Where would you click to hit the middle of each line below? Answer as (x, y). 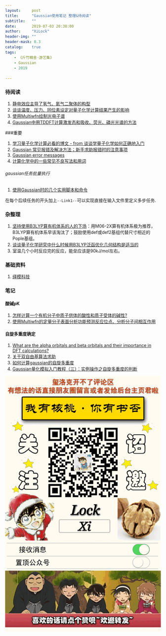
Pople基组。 (25, 238)
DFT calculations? (31, 350)
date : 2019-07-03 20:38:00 (40, 26)
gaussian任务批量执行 (28, 173)
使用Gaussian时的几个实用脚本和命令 (50, 190)
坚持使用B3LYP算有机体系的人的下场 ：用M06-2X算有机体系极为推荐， (84, 226)
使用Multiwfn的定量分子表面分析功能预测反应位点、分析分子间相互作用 (84, 322)
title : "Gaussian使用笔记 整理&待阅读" (48, 16)
